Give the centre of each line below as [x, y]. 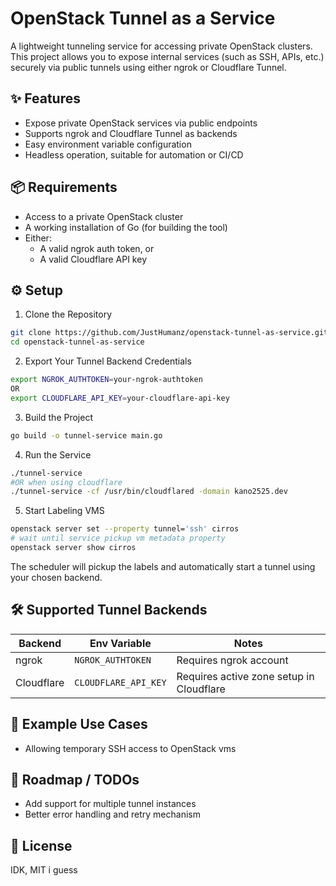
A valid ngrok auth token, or [97, 248]
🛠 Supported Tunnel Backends [109, 610]
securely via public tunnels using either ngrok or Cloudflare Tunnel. [148, 67]
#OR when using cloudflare [66, 482]
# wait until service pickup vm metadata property [118, 538]
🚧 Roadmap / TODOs [75, 779]
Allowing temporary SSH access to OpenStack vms [130, 748]
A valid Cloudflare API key [93, 259]
